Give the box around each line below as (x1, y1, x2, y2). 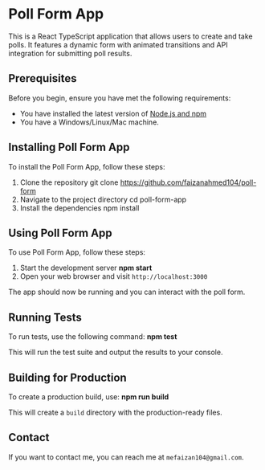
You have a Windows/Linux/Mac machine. (19, 117, 159, 127)
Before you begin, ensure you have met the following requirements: (8, 93, 231, 103)
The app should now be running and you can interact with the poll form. (8, 287, 246, 297)
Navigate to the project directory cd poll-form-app (19, 194, 187, 204)
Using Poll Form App (8, 226, 112, 239)
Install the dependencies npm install (19, 202, 140, 213)
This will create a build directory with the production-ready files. (8, 407, 222, 417)
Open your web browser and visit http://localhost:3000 (19, 272, 208, 281)
